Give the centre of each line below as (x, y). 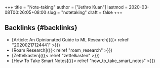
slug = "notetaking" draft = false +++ (85, 12)
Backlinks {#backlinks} (41, 28)
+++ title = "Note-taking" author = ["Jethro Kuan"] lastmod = (66, 7)
